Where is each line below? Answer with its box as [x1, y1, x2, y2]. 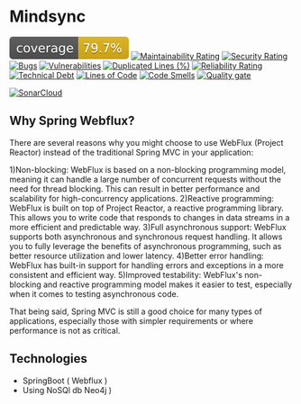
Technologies [9, 351, 88, 366]
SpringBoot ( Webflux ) [22, 375, 108, 386]
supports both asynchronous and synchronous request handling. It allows [9, 231, 283, 242]
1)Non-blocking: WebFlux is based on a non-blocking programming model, [9, 164, 287, 175]
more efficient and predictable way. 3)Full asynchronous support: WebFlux [9, 221, 287, 232]
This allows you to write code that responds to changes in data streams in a [9, 211, 290, 222]
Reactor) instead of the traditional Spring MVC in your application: [9, 147, 254, 157]
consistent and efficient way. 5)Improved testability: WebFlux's [9, 269, 243, 280]
